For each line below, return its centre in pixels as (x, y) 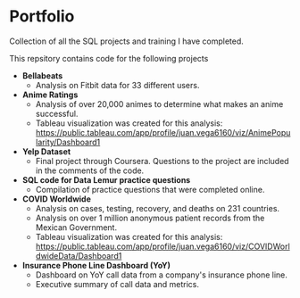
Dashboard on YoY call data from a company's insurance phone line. (162, 275)
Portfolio (42, 17)
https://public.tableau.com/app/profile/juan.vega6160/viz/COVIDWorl (162, 246)
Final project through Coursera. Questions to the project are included (162, 161)
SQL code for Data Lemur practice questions (106, 179)
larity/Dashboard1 (68, 142)
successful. (57, 113)
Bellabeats (42, 75)
